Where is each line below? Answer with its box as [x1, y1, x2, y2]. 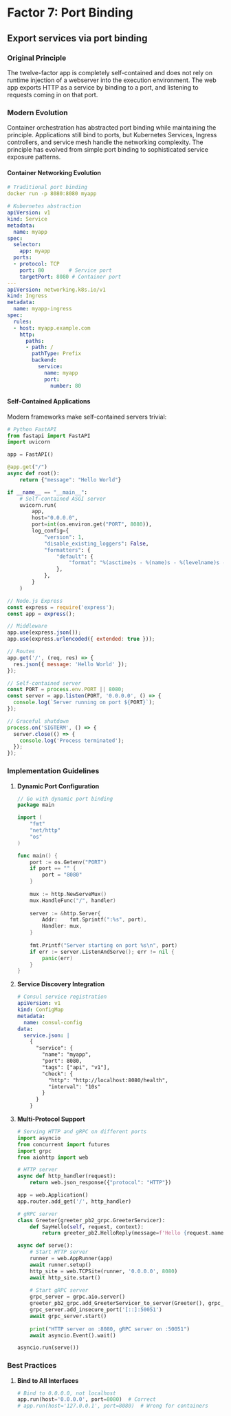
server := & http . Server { [30, 910, 101, 917]
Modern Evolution [7, 108, 68, 117]
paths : [25, 337, 45, 344]
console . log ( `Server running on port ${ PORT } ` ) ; [13, 699, 155, 706]
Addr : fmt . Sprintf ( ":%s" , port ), [42, 916, 147, 924]
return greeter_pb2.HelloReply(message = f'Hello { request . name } [42, 1230, 227, 1237]
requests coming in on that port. [7, 90, 98, 99]
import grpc [16, 1147, 52, 1155]
